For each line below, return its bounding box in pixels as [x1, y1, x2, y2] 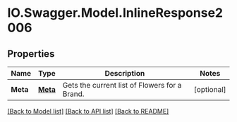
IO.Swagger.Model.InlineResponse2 [7, 5, 224, 21]
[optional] [193, 85, 226, 94]
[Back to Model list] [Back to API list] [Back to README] [7, 107, 169, 115]
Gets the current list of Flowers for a [62, 81, 182, 90]
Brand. [62, 89, 85, 99]
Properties [7, 48, 55, 60]
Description [104, 69, 145, 78]
